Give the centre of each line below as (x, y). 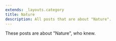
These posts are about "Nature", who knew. (50, 33)
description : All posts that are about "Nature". (59, 19)
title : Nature (20, 14)
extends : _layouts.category (35, 10)
